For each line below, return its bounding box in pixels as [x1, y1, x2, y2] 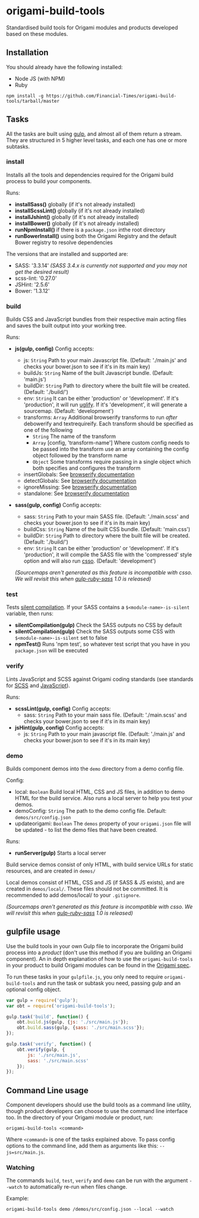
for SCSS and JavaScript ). [6, 682, 70, 689]
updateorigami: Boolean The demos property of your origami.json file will [14, 820, 191, 827]
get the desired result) [14, 268, 70, 275]
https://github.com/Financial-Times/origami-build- [46, 92, 177, 99]
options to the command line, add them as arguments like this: [6, 1142, 159, 1149]
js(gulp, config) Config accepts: [14, 345, 94, 353]
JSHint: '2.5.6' [14, 280, 50, 288]
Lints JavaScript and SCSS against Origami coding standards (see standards [6, 676, 194, 683]
